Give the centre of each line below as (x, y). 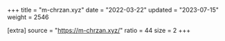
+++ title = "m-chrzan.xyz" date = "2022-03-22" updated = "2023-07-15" (113, 10)
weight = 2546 (28, 17)
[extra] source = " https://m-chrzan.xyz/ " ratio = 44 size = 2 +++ (99, 30)
